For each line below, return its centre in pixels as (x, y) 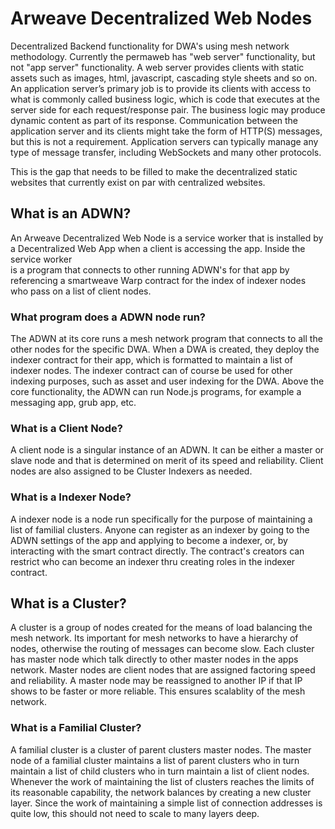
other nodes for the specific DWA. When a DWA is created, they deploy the (165, 349)
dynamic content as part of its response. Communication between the (154, 120)
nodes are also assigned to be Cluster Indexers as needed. (131, 471)
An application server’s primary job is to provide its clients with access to (161, 88)
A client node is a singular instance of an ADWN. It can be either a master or (167, 450)
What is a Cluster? (68, 603)
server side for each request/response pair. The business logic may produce (168, 109)
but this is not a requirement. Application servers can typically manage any (164, 141)
